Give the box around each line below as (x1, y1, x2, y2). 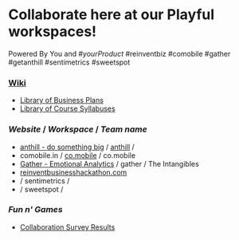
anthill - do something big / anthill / (19, 142, 135, 151)
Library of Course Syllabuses (19, 104, 116, 113)
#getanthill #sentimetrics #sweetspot (8, 57, 131, 67)
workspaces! (8, 22, 97, 41)
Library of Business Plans (19, 96, 104, 105)
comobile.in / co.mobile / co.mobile (19, 150, 136, 160)
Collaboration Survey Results (19, 222, 116, 232)
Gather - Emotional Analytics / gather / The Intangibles (19, 159, 199, 168)
